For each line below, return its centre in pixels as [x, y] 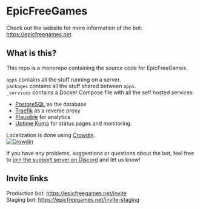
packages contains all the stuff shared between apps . [71, 86]
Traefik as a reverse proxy [48, 111]
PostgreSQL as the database [51, 104]
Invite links [27, 178]
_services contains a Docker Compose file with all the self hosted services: [100, 92]
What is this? [32, 53]
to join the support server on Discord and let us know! [73, 159]
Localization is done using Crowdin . [51, 135]
